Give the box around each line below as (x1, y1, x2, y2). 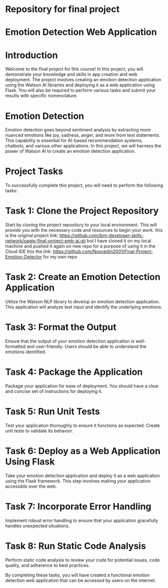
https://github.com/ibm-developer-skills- (59, 232, 144, 239)
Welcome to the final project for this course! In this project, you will (5, 66, 144, 72)
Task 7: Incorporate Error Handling (5, 501, 151, 512)
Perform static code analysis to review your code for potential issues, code (5, 557, 160, 563)
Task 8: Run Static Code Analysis (5, 540, 146, 551)
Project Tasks (5, 166, 64, 177)
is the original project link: (5, 232, 59, 239)
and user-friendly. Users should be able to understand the (27, 344, 147, 349)
